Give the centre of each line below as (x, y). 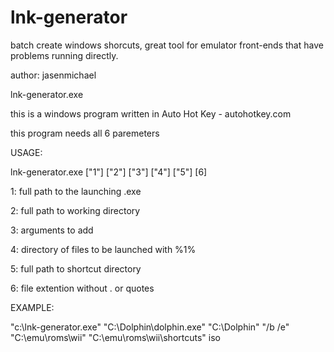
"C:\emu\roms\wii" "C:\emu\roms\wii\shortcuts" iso (115, 337)
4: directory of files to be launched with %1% (103, 249)
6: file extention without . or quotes (82, 288)
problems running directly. (64, 55)
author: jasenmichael (53, 75)
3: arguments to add (52, 230)
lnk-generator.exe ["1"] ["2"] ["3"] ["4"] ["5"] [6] (109, 172)
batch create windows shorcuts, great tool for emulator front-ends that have (167, 45)
